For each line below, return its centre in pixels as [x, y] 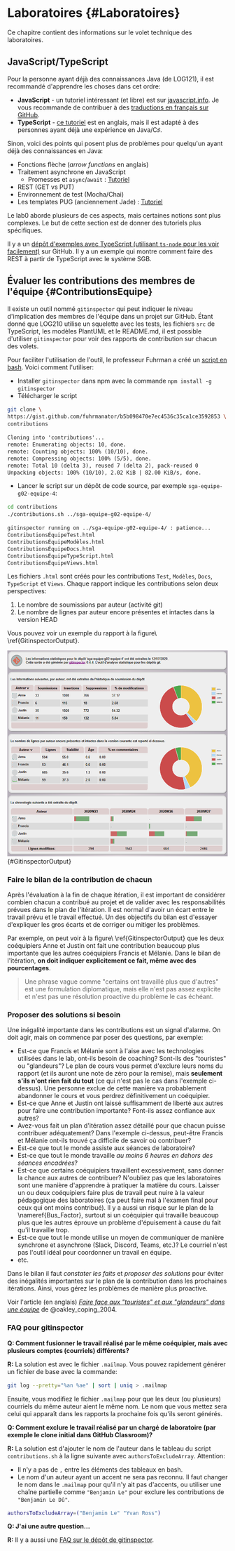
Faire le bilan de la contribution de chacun [80, 879]
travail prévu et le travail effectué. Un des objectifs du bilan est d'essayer [113, 917]
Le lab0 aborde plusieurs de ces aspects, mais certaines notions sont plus [114, 215]
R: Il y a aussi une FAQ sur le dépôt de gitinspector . [81, 1540]
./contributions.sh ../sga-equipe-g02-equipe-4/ [79, 515]
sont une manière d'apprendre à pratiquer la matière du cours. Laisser [118, 1185]
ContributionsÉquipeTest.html [51, 535]
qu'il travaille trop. [43, 1230]
